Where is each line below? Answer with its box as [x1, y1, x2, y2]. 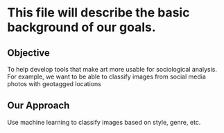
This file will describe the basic [7, 5, 190, 21]
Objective [7, 47, 51, 59]
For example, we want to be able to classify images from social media [7, 72, 207, 81]
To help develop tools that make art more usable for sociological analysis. [7, 65, 217, 73]
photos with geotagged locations [7, 80, 102, 88]
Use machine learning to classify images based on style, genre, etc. [7, 118, 201, 126]
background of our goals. [7, 19, 156, 35]
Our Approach [7, 100, 70, 112]
